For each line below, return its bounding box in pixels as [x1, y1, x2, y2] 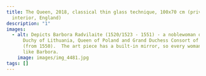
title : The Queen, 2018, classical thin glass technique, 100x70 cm [6, 9, 185, 15]
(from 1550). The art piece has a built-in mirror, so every [22, 44, 185, 50]
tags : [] [6, 60, 29, 66]
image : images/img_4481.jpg [17, 55, 89, 61]
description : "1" [6, 20, 51, 26]
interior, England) [12, 15, 62, 21]
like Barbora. [22, 49, 59, 55]
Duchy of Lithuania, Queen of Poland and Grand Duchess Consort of [22, 37, 199, 44]
